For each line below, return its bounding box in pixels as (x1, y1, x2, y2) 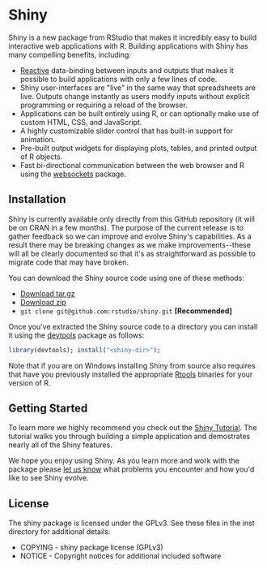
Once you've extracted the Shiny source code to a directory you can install (8, 321, 258, 331)
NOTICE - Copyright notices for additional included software (19, 551, 222, 561)
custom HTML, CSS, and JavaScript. (19, 117, 142, 127)
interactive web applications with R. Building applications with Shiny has (8, 41, 248, 50)
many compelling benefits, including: (8, 50, 132, 59)
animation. (19, 134, 56, 144)
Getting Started (8, 402, 88, 416)
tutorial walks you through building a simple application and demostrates (8, 432, 251, 442)
